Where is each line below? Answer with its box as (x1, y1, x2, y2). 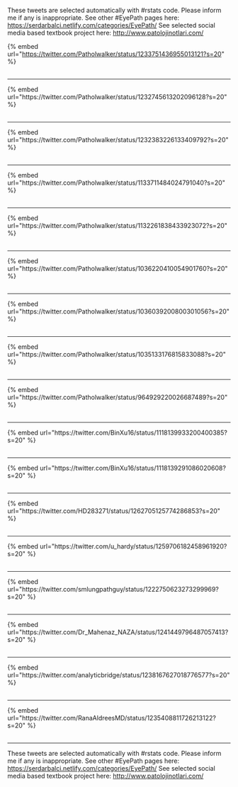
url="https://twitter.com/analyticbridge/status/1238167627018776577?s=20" (7, 671, 230, 679)
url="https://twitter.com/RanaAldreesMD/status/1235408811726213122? (7, 714, 216, 722)
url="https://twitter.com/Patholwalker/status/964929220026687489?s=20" (7, 393, 228, 401)
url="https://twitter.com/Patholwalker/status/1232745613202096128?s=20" (7, 93, 227, 101)
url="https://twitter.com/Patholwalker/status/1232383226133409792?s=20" (7, 136, 229, 144)
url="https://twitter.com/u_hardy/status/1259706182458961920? (40, 542, 227, 551)
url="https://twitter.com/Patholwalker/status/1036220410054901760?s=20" (7, 265, 228, 272)
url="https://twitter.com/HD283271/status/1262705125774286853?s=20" (7, 507, 221, 515)
